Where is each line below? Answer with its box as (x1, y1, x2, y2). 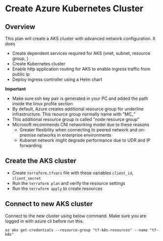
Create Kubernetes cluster (12, 61, 66, 66)
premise (19, 132, 36, 138)
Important (5, 86, 26, 91)
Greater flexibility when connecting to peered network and (19, 127, 138, 133)
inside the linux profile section (12, 101, 73, 106)
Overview (5, 23, 36, 31)
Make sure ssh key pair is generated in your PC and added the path (12, 95, 148, 101)
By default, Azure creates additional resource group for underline (12, 106, 144, 112)
